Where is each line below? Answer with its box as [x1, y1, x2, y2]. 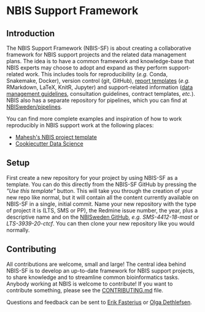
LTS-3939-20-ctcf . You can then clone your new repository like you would [6, 219, 195, 227]
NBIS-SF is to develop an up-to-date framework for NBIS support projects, [6, 267, 195, 274]
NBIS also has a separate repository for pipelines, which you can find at [6, 96, 187, 104]
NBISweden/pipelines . [6, 103, 63, 111]
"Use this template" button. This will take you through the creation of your [6, 187, 193, 194]
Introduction [6, 28, 55, 39]
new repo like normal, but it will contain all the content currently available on [6, 193, 199, 201]
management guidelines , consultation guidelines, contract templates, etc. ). [6, 90, 195, 97]
